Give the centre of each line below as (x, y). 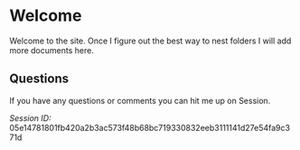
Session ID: (30, 117)
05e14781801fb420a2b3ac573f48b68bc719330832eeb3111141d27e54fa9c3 (150, 127)
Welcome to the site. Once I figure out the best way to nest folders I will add (150, 41)
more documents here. (52, 50)
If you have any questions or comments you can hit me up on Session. (140, 100)
